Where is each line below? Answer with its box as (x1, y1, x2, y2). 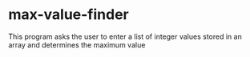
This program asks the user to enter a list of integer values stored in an (8, 32, 242, 41)
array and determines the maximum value (8, 40, 146, 49)
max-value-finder (8, 6, 130, 24)
